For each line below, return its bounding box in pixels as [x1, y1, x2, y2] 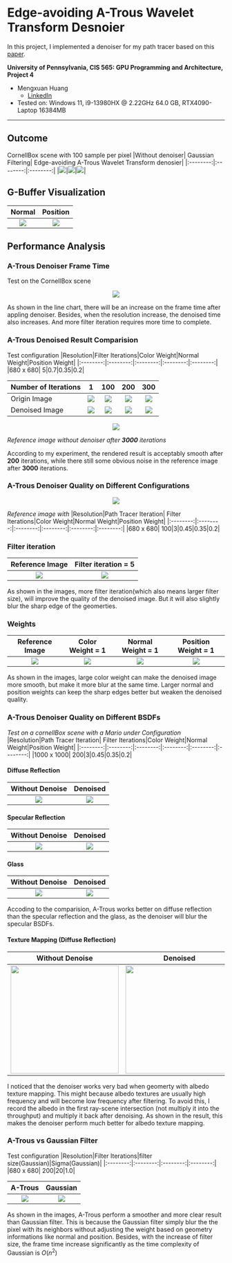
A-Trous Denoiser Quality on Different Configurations [7, 481, 190, 490]
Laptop [17, 106, 38, 114]
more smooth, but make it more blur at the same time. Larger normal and [7, 681, 214, 689]
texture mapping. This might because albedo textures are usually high [7, 1089, 206, 1098]
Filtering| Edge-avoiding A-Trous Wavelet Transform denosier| [7, 158, 184, 167]
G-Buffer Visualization [7, 187, 106, 199]
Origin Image [10, 394, 53, 403]
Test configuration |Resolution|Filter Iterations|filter [7, 1152, 153, 1160]
